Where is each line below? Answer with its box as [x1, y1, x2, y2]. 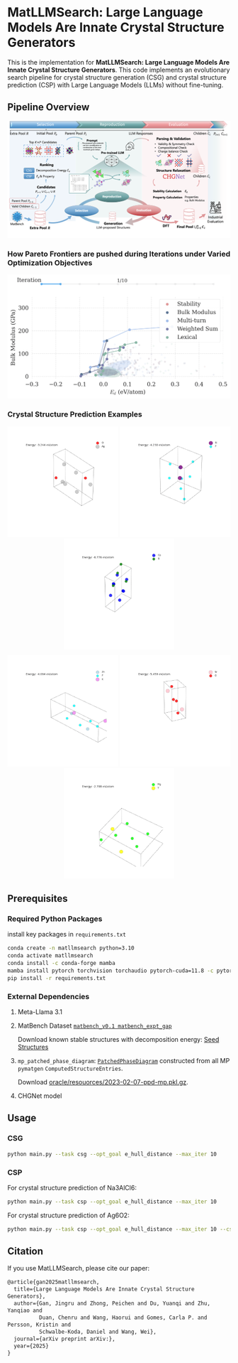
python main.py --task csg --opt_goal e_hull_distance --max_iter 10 [7, 1151, 217, 1158]
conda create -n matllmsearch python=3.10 [7, 944, 135, 952]
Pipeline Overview [7, 101, 90, 114]
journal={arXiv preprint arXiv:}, [13, 1335, 115, 1343]
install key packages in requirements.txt [7, 930, 126, 939]
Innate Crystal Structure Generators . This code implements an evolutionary [7, 65, 230, 74]
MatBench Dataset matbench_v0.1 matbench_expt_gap [17, 1021, 172, 1030]
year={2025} [13, 1342, 50, 1350]
